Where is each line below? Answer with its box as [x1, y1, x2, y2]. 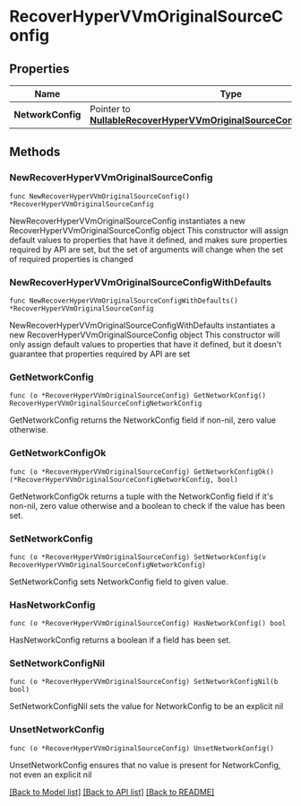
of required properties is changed [9, 253, 133, 264]
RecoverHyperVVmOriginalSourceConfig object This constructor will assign [9, 224, 289, 235]
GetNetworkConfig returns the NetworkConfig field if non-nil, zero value [9, 415, 276, 425]
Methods [9, 145, 61, 160]
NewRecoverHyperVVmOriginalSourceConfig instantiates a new [9, 215, 246, 226]
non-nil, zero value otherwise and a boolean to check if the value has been [9, 500, 285, 511]
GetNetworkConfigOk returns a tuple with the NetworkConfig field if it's [9, 491, 274, 502]
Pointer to [89, 103, 132, 115]
